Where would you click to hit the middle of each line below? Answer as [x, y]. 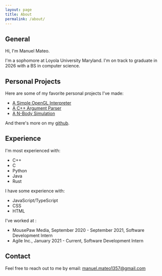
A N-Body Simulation [34, 113]
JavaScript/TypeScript [35, 200]
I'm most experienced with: [33, 150]
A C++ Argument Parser [37, 108]
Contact [18, 256]
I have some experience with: [35, 191]
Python [20, 170]
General [18, 39]
